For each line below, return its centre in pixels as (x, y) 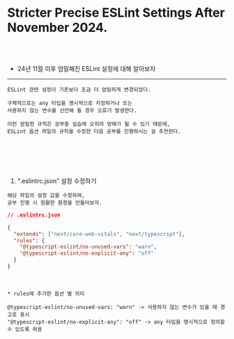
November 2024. (57, 27)
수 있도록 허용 (25, 329)
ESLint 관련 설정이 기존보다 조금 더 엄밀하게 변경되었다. (79, 89)
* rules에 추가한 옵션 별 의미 (46, 294)
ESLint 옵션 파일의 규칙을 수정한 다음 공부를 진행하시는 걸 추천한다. (94, 131)
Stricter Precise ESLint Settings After (116, 13)
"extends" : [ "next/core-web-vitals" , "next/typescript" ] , (100, 234)
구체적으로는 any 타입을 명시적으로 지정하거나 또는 (70, 103)
